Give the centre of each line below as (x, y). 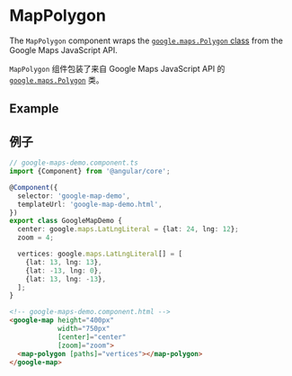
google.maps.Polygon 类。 (57, 80)
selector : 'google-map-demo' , (74, 196)
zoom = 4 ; (35, 238)
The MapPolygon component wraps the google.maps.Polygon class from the (146, 40)
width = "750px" (84, 329)
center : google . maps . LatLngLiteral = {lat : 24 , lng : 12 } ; (128, 229)
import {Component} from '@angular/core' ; (90, 172)
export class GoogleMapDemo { (66, 221)
